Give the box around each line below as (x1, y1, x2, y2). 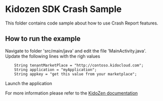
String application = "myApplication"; (14, 67, 97, 72)
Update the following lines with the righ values (5, 53, 101, 59)
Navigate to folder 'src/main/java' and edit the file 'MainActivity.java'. (5, 47, 147, 53)
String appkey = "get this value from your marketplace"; (14, 71, 137, 76)
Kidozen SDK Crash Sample (5, 3, 122, 15)
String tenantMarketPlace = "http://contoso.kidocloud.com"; (14, 62, 144, 68)
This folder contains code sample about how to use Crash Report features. (5, 20, 159, 26)
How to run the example (5, 34, 81, 43)
